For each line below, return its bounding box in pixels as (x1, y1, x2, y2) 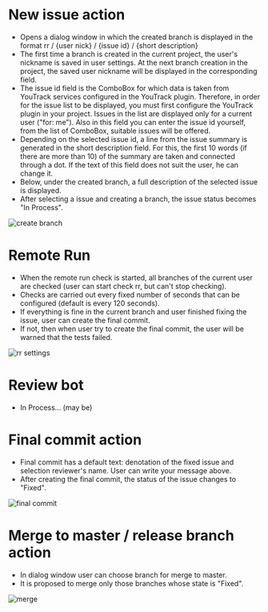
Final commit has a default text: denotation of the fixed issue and (19, 457, 234, 467)
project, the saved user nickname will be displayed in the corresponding (19, 66, 258, 75)
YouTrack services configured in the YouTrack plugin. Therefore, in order (19, 91, 261, 101)
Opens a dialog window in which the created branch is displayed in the (19, 32, 254, 42)
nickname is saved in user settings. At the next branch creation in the (19, 58, 248, 67)
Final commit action (8, 431, 142, 448)
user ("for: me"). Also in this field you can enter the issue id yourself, (19, 117, 246, 127)
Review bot (8, 376, 84, 395)
